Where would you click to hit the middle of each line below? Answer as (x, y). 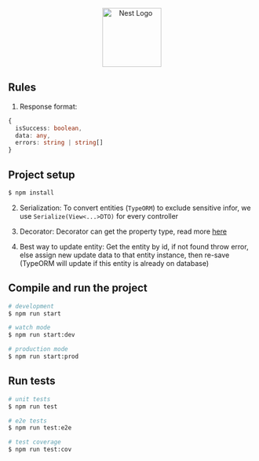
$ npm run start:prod (44, 357)
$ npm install (31, 193)
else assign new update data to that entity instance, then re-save (124, 255)
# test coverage (35, 442)
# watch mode (29, 328)
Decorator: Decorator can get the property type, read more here (123, 231)
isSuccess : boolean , (49, 128)
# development (31, 306)
